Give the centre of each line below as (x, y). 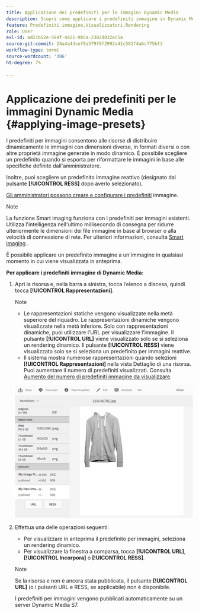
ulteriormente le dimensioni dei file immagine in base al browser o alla (91, 231)
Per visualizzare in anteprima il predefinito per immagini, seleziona (104, 539)
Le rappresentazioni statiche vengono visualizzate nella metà (98, 314)
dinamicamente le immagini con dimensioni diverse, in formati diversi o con (98, 147)
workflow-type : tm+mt (33, 50)
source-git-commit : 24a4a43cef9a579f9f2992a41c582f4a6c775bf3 (84, 44)
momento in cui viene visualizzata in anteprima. (64, 261)
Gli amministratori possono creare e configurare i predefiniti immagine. (92, 195)
